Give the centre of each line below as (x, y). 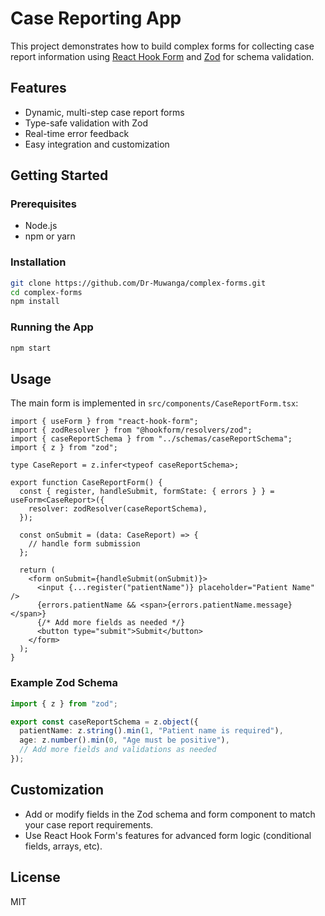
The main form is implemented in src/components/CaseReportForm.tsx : (154, 403)
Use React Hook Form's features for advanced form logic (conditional (168, 835)
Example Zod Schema (64, 683)
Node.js (41, 226)
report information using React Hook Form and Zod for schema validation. (162, 56)
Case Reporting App (96, 18)
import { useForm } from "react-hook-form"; (104, 422)
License (35, 877)
